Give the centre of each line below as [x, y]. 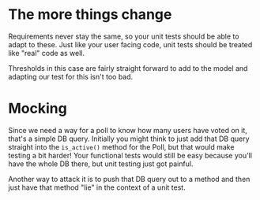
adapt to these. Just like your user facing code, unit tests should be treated [130, 44]
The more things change [90, 15]
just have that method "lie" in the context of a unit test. [97, 187]
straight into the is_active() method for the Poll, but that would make [121, 146]
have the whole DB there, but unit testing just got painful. [101, 164]
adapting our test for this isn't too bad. [71, 76]
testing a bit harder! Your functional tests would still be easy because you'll [130, 155]
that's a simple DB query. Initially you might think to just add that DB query [129, 139]
